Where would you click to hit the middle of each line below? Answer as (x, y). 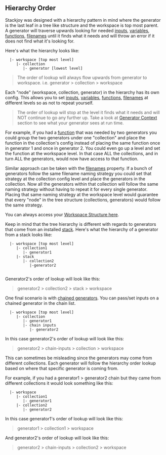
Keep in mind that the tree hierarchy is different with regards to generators (81, 224)
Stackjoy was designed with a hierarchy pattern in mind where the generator (83, 20)
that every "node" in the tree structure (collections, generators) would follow (83, 200)
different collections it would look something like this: (59, 383)
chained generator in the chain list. (40, 303)
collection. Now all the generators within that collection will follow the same (82, 184)
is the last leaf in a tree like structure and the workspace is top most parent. (82, 25)
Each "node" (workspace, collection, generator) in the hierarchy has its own (82, 92)
